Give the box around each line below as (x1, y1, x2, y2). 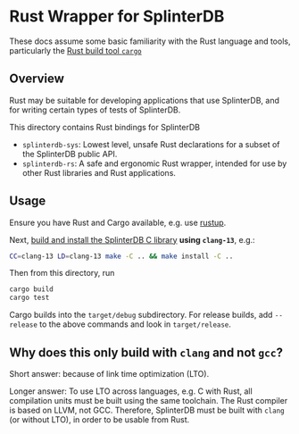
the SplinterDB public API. (21, 148, 118, 159)
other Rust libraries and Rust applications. (21, 167, 177, 178)
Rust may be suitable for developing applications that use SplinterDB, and (9, 95, 279, 105)
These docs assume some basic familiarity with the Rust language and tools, (9, 36, 291, 46)
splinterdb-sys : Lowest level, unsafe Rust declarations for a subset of (21, 138, 280, 149)
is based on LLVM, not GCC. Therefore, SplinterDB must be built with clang (9, 405, 285, 415)
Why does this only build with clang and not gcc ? (9, 345, 284, 360)
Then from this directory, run (9, 268, 115, 279)
